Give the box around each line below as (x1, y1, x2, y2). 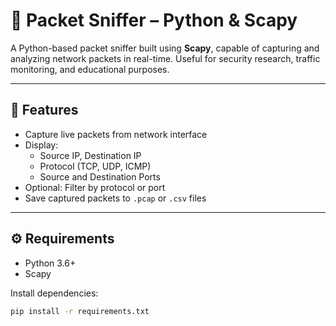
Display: (24, 139, 59, 151)
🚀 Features (10, 102, 79, 119)
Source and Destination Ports (39, 170, 161, 183)
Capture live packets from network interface (24, 128, 208, 140)
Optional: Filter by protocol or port (24, 181, 166, 193)
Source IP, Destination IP (39, 149, 142, 161)
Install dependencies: (10, 287, 99, 299)
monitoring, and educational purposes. (10, 63, 170, 75)
